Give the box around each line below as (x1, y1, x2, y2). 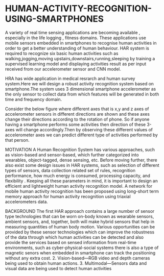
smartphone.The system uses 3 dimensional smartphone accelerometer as (5, 86, 156, 92)
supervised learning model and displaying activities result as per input (5, 61, 146, 67)
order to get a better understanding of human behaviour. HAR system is (5, 45, 149, 51)
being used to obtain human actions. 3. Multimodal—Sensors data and (5, 260, 147, 266)
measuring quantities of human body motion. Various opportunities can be (5, 224, 155, 229)
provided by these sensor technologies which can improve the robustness (5, 229, 155, 235)
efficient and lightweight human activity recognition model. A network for (5, 183, 153, 189)
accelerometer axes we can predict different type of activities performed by (5, 132, 158, 138)
